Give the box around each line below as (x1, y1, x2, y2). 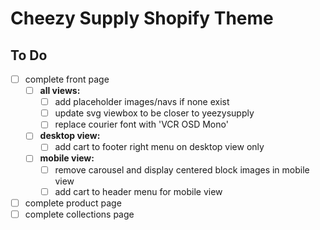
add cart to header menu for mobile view (54, 185, 223, 197)
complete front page (24, 73, 110, 85)
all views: (39, 85, 81, 97)
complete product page (24, 197, 122, 209)
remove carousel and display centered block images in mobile (54, 163, 310, 176)
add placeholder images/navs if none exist (54, 96, 230, 108)
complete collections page (24, 208, 135, 220)
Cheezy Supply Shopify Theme (10, 7, 274, 30)
